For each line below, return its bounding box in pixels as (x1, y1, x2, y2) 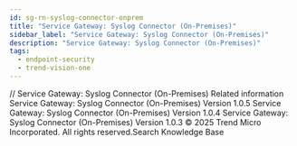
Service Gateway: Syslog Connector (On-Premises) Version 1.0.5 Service (9, 97, 282, 108)
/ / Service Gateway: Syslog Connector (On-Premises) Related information (9, 87, 284, 99)
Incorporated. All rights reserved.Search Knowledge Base (9, 126, 225, 137)
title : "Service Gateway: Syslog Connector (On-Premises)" (9, 22, 237, 31)
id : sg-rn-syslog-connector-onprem (9, 13, 144, 23)
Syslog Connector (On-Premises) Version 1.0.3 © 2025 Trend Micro (9, 116, 262, 127)
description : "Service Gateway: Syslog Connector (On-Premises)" (9, 38, 261, 48)
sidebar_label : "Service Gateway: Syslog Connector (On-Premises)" (9, 30, 270, 39)
